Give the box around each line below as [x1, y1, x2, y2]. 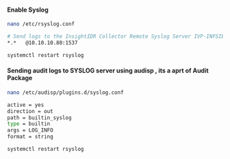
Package [7, 74, 33, 82]
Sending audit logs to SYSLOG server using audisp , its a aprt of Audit [7, 66, 209, 75]
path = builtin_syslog [7, 114, 72, 121]
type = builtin [7, 121, 51, 127]
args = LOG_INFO [7, 127, 53, 134]
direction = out [7, 108, 53, 114]
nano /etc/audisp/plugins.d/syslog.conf [7, 89, 125, 96]
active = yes [7, 101, 44, 108]
